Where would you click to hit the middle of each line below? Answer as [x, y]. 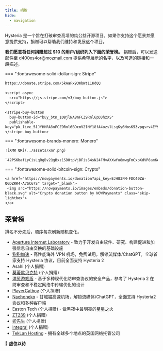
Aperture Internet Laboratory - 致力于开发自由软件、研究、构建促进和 [81, 242]
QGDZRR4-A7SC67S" [23, 184]
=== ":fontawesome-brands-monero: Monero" [52, 141]
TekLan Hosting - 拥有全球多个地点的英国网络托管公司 [66, 333]
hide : [10, 15]
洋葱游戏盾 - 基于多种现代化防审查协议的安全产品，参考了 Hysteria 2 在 [83, 279]
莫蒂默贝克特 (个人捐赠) [35, 273]
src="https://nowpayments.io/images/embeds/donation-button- [81, 189]
